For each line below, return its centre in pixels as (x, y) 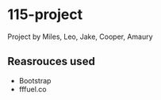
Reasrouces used (52, 62)
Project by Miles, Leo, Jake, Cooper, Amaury (80, 37)
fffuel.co (33, 89)
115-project (45, 15)
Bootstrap (35, 80)
